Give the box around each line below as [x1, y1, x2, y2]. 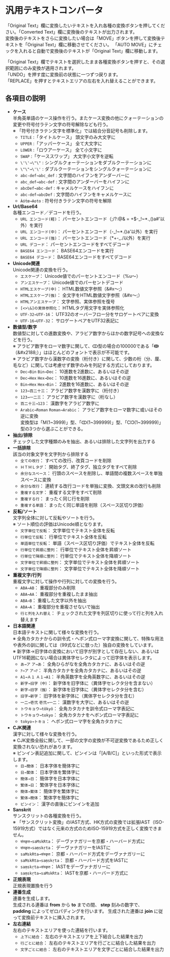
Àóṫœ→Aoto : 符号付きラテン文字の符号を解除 [20, 197, 112, 204]
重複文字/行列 [12, 572, 42, 578]
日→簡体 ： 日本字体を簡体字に [20, 763, 80, 769]
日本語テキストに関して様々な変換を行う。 [12, 629, 102, 635]
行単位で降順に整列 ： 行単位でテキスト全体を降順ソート [20, 553, 132, 559]
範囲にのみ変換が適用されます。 [9, 65, 76, 71]
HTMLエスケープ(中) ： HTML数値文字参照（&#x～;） [20, 285, 125, 292]
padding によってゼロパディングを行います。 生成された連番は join [12, 908, 153, 914]
